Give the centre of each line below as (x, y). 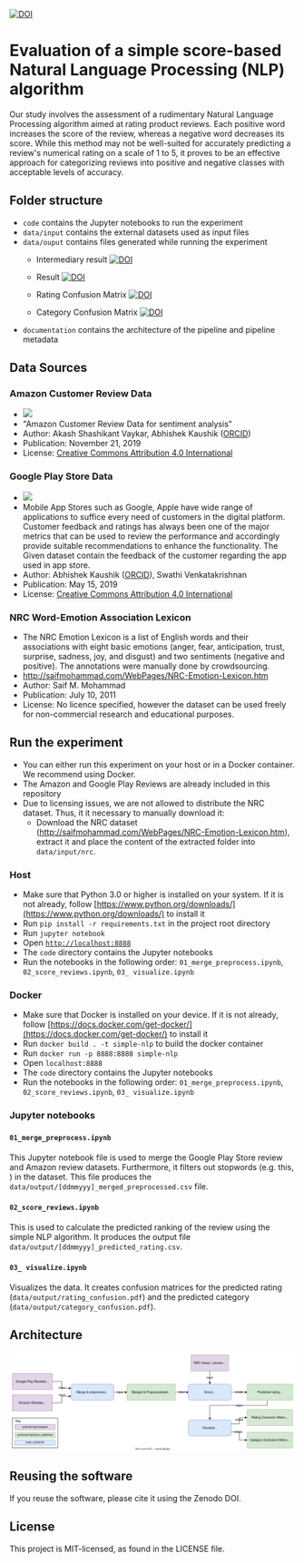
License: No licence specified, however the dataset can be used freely (154, 705)
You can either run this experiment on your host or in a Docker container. (158, 764)
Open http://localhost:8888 (77, 943)
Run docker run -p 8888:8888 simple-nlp (100, 1053)
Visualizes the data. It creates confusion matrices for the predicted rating (146, 1287)
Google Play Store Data (61, 476)
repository (42, 793)
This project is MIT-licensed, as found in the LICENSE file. (117, 1548)
